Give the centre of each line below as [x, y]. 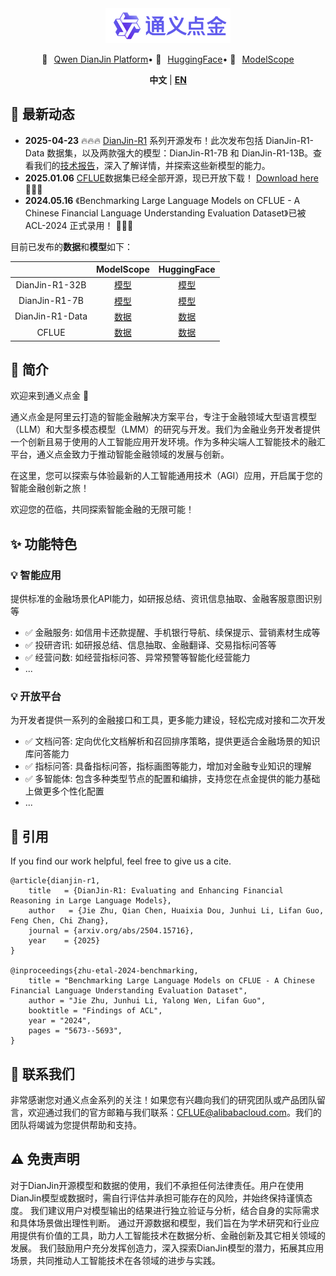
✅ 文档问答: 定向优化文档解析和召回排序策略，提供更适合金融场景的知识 [172, 741]
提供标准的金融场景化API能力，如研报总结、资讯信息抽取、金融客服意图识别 [166, 599]
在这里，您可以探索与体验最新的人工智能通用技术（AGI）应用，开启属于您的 [166, 476]
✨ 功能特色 [44, 543]
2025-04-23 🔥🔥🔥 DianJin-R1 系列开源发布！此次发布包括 [144, 140]
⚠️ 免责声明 [45, 1159]
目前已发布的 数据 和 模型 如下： [71, 246]
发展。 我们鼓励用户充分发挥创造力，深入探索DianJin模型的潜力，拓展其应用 [167, 1248]
